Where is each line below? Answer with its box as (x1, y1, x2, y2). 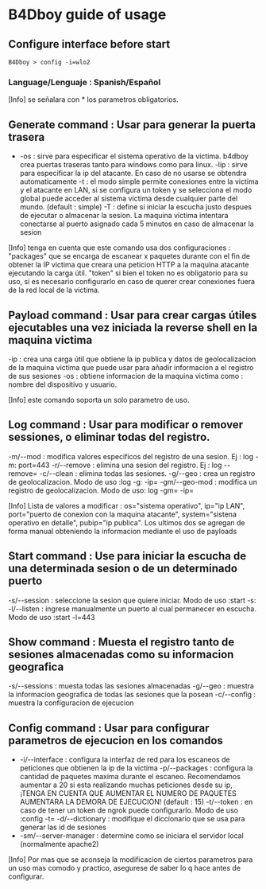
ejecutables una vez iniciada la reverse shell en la (8, 321, 258, 334)
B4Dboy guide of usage (8, 6, 167, 24)
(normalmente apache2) (19, 840, 99, 849)
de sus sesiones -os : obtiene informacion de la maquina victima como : (8, 371, 244, 380)
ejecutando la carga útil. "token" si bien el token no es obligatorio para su (8, 268, 249, 278)
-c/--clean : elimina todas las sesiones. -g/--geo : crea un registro (39, 468, 256, 478)
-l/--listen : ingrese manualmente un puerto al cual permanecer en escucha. (8, 603, 256, 614)
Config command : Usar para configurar (8, 721, 210, 735)
